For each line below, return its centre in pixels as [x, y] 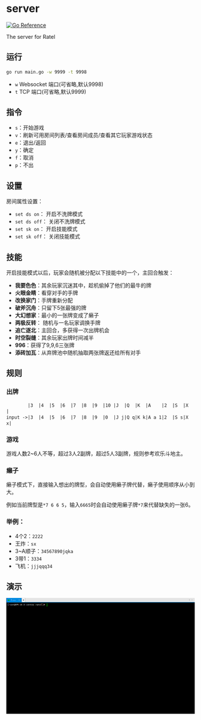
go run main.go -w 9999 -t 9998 [46, 72]
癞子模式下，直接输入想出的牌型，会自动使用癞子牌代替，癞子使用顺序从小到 [100, 485]
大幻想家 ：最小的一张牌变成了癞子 [57, 315]
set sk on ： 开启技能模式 [46, 229]
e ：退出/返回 [31, 143]
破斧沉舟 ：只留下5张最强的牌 [51, 308]
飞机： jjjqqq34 [33, 566]
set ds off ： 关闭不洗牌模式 [50, 222]
